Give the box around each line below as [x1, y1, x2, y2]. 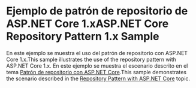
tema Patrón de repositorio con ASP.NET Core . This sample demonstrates [6, 68, 187, 75]
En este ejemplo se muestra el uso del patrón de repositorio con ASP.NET [6, 49, 188, 56]
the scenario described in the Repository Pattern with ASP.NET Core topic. [6, 75, 191, 82]
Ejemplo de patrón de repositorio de [6, 4, 188, 18]
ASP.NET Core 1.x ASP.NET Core [6, 17, 169, 31]
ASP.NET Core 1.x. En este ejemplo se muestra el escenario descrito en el [6, 62, 188, 69]
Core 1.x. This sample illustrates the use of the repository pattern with [6, 56, 177, 63]
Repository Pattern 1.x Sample [6, 30, 159, 43]
